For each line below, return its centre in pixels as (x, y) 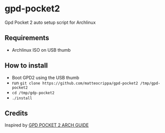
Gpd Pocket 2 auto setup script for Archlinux (50, 22)
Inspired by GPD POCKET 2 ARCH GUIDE (47, 125)
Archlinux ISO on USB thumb (41, 50)
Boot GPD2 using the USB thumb (45, 77)
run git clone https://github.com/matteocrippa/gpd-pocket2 (75, 83)
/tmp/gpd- (150, 83)
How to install (26, 66)
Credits (16, 113)
